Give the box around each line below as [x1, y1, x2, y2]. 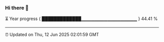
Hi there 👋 [5, 4, 29, 11]
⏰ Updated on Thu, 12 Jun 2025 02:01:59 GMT [5, 32, 99, 38]
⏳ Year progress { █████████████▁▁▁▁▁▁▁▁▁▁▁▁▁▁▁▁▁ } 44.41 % [5, 16, 158, 21]
